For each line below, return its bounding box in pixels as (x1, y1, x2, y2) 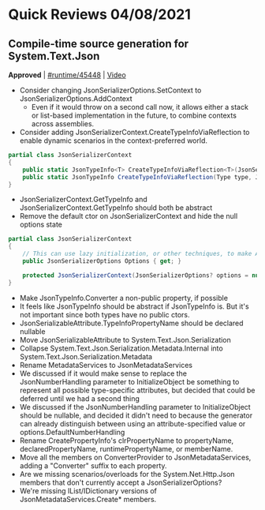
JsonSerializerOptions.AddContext (19, 94, 132, 103)
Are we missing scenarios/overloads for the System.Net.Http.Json (19, 469, 235, 478)
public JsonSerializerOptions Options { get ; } (22, 257, 181, 265)
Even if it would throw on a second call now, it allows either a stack (31, 103, 248, 111)
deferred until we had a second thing (19, 393, 140, 403)
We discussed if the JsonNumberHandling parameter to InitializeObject (19, 402, 251, 411)
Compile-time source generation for (8, 37, 189, 51)
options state (19, 219, 63, 230)
